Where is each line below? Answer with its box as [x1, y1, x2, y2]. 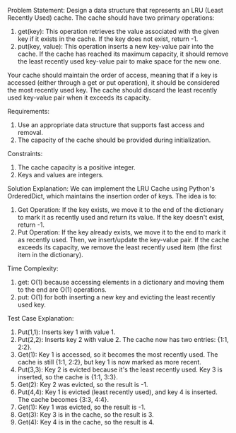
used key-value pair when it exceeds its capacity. [7, 93, 151, 102]
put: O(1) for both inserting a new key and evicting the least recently [17, 293, 216, 301]
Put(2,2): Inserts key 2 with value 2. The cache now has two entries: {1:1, [17, 336, 229, 343]
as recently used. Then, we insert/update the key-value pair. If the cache [17, 236, 230, 244]
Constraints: [7, 150, 43, 158]
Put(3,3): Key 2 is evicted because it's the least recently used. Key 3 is [17, 365, 223, 374]
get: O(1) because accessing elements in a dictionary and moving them [17, 278, 225, 286]
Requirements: [7, 107, 49, 115]
